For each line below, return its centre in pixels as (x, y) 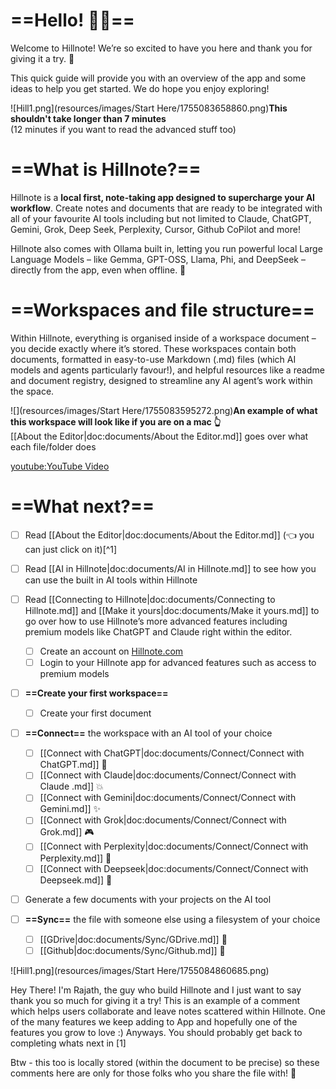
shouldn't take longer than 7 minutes (88, 118)
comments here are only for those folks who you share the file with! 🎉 (153, 1073)
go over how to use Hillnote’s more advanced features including (156, 621)
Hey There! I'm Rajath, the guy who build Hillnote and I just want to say (156, 990)
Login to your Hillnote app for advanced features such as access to (178, 662)
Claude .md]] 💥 (71, 786)
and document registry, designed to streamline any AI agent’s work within (161, 380)
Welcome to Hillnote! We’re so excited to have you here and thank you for (161, 48)
